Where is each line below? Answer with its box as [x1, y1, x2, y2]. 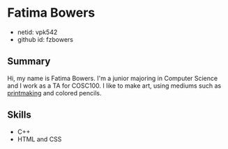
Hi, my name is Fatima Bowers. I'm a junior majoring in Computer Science [7, 74, 218, 82]
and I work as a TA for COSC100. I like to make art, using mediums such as [7, 81, 222, 90]
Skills [7, 109, 31, 121]
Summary [7, 56, 51, 68]
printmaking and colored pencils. [7, 88, 102, 97]
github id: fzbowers [17, 35, 74, 43]
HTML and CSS [17, 134, 62, 143]
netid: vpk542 [17, 28, 58, 36]
